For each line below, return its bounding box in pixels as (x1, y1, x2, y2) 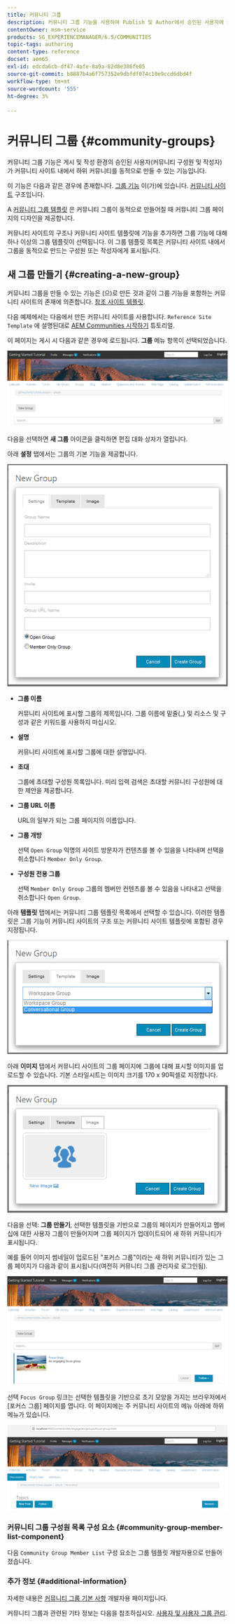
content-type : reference (7, 48, 80, 55)
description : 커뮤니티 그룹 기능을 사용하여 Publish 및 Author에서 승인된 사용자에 (7, 18, 225, 26)
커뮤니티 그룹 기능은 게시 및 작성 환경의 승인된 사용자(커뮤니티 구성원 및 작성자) (7, 158, 222, 166)
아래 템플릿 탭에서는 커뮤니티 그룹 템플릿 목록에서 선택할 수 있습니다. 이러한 (7, 908, 213, 916)
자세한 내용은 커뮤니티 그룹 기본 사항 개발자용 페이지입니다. (7, 1594, 168, 1602)
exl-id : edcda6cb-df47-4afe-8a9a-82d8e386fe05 (7, 63, 145, 70)
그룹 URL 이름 (17, 801, 56, 809)
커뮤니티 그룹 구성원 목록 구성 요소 (7, 1522, 115, 1532)
